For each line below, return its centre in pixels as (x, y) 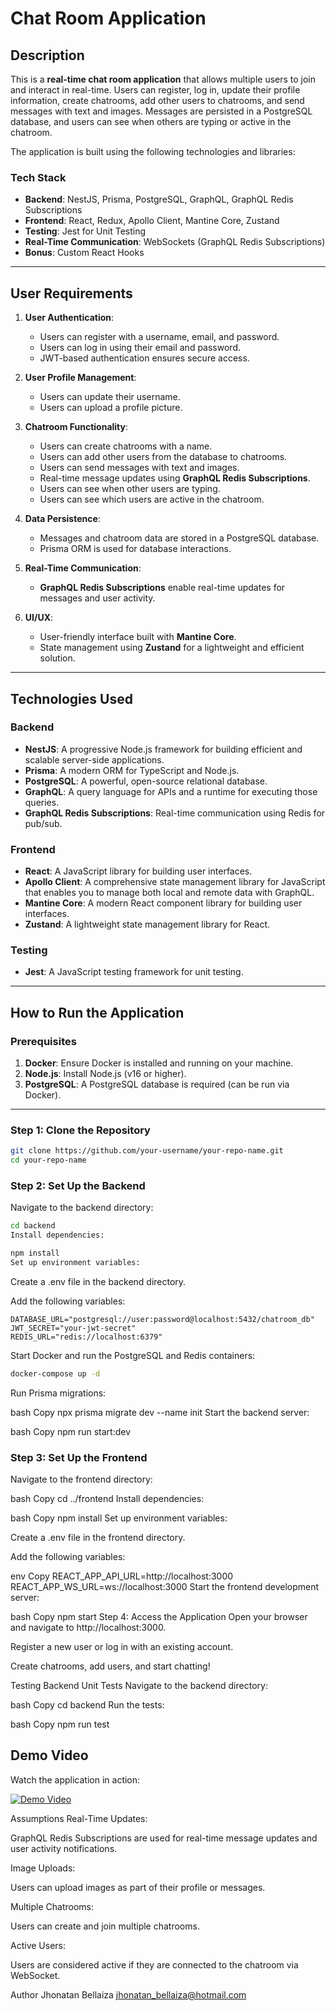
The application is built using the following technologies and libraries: (153, 151)
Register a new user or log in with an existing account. (122, 1647)
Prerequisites (43, 1041)
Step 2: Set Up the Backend (78, 1186)
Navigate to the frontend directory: (81, 1479)
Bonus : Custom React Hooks (84, 253)
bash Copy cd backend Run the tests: (87, 1705)
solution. (57, 658)
